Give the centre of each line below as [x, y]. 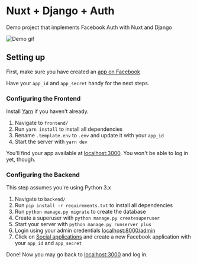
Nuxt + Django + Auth [60, 11]
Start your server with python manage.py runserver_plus [83, 224]
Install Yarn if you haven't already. [47, 111]
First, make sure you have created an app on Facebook [73, 72]
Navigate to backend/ [40, 199]
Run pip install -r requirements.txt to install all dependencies [94, 205]
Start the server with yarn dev [51, 142]
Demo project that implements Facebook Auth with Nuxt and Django [89, 27]
